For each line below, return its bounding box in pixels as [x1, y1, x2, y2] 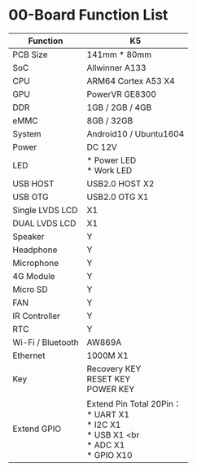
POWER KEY [86, 383, 135, 395]
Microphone [12, 257, 59, 268]
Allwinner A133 [86, 62, 147, 73]
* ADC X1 [86, 439, 125, 451]
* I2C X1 [86, 419, 121, 430]
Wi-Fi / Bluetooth [12, 336, 79, 347]
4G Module [12, 270, 55, 281]
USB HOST [12, 177, 55, 189]
